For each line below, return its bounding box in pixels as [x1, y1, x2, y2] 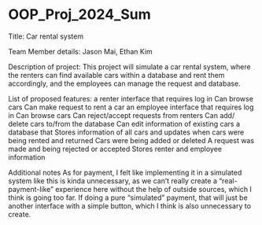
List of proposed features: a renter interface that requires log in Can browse [8, 94, 254, 103]
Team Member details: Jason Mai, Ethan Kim [8, 46, 153, 56]
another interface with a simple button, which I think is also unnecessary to [8, 201, 252, 210]
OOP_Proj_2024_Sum [8, 6, 151, 24]
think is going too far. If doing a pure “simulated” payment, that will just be [8, 193, 248, 202]
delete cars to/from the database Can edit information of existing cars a [8, 119, 241, 128]
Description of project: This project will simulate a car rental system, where [8, 61, 251, 72]
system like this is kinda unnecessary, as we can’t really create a [8, 175, 218, 186]
